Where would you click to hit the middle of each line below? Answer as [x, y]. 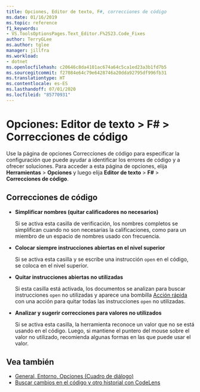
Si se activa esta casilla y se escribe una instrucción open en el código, [102, 259]
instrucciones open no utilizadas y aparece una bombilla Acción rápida [101, 295]
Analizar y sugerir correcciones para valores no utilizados [88, 313]
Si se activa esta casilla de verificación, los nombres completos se [96, 223]
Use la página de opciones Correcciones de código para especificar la [93, 153]
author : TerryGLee [29, 39]
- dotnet [17, 61]
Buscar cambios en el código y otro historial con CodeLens [87, 382]
